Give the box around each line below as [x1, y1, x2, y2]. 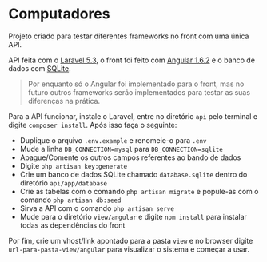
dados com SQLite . [8, 63, 71, 73]
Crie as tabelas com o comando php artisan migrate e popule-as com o [19, 186, 259, 196]
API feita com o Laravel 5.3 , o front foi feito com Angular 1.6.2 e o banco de [8, 55, 256, 65]
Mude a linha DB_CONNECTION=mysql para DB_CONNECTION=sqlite [19, 144, 224, 153]
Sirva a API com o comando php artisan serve [19, 203, 174, 212]
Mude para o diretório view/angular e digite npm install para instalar [19, 212, 248, 221]
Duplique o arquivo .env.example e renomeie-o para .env [19, 135, 207, 145]
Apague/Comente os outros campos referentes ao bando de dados [19, 153, 241, 162]
